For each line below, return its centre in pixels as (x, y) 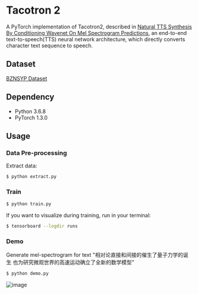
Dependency (30, 97)
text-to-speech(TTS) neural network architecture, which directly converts (96, 39)
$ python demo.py (27, 274)
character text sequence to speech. (50, 46)
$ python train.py (29, 204)
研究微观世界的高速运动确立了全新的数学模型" (79, 262)
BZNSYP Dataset (27, 78)
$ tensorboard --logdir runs (42, 226)
